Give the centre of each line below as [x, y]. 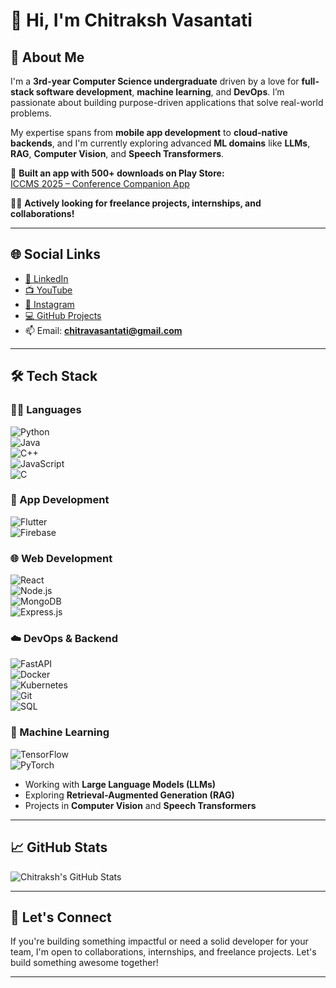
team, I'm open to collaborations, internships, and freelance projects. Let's [163, 952]
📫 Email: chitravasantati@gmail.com [103, 330]
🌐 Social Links [55, 254]
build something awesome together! [84, 963]
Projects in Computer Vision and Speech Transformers [140, 805]
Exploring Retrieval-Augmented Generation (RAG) [129, 795]
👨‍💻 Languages [46, 410]
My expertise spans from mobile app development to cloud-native [149, 132]
